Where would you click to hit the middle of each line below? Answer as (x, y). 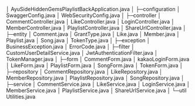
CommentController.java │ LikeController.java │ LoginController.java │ (90, 21)
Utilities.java (21, 97)
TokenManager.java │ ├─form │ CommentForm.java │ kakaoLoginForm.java (98, 59)
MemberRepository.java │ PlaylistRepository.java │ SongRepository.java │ (95, 78)
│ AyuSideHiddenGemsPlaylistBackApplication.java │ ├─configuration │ (93, 9)
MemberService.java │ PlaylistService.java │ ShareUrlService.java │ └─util (96, 90)
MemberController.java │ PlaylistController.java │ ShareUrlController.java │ (96, 28)
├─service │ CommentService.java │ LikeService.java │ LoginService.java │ (98, 84)
